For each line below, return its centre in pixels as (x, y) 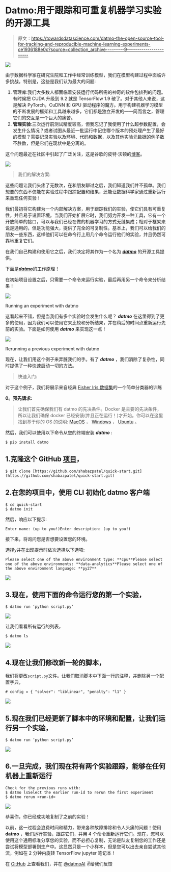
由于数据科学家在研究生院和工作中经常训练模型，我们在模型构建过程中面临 (83, 75)
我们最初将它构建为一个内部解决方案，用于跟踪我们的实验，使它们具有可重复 (85, 209)
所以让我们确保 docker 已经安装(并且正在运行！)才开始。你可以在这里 (90, 415)
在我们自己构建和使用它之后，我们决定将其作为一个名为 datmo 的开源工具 (83, 251)
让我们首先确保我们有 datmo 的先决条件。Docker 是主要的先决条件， (90, 409)
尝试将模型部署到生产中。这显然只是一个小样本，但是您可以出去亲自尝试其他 (85, 847)
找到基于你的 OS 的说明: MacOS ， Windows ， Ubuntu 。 (78, 422)
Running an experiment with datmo (42, 305)
